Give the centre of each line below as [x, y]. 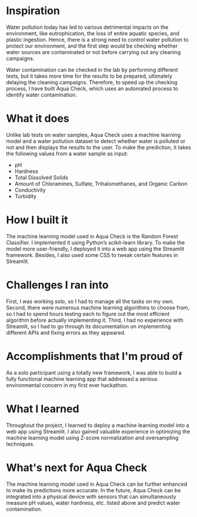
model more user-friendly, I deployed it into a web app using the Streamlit [95, 249]
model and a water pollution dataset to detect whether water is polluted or [96, 141]
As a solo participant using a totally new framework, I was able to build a [94, 372]
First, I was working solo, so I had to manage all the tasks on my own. [90, 301]
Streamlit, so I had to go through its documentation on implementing [89, 326]
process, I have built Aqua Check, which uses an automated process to [92, 88]
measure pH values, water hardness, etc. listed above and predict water [93, 503]
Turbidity [26, 196]
